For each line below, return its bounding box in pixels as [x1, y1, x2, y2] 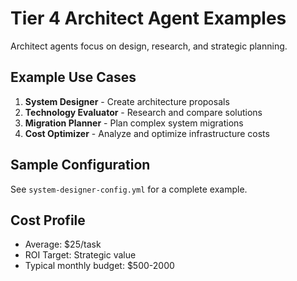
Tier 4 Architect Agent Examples [10, 7, 287, 30]
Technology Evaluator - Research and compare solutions [24, 106, 263, 118]
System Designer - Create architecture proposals [24, 95, 230, 107]
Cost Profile [10, 212, 86, 229]
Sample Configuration [10, 157, 151, 174]
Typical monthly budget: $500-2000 [24, 260, 175, 272]
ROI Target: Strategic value [24, 249, 137, 261]
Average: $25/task [24, 238, 102, 251]
